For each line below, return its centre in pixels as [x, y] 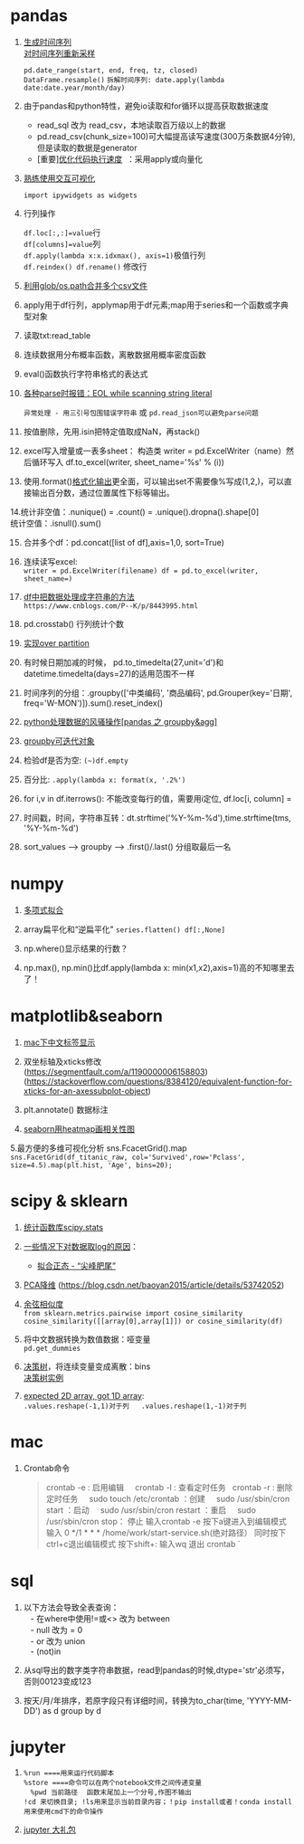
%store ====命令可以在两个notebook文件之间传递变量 [113, 1782]
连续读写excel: [50, 561]
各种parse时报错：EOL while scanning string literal [118, 393]
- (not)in [46, 1651]
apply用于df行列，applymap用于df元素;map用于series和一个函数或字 [152, 305]
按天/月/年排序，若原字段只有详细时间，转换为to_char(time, [134, 1700]
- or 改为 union [58, 1641]
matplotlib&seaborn [87, 1017]
